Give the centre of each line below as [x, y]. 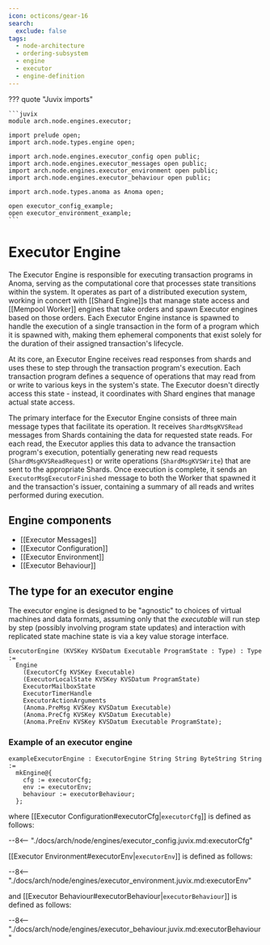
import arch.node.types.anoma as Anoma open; [86, 192]
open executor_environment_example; [70, 213]
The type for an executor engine [91, 591]
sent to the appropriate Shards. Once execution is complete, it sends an [128, 469]
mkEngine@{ [34, 773]
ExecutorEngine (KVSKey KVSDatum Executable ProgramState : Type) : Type [135, 651]
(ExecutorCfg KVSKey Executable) [79, 672]
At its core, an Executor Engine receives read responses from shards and [130, 359]
